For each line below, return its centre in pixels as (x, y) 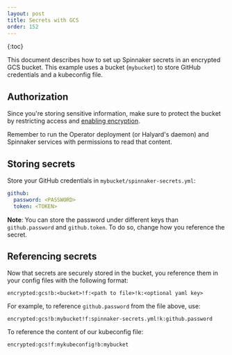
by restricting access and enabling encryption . (74, 121)
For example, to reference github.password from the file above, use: (104, 306)
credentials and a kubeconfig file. (55, 75)
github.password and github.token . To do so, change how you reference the (116, 227)
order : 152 (23, 27)
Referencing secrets (52, 256)
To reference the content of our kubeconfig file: (75, 332)
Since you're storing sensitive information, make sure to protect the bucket (114, 114)
